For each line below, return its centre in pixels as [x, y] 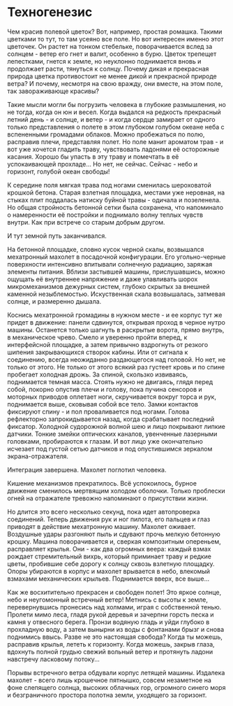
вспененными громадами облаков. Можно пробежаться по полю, [106, 134]
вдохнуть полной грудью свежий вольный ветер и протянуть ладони [110, 651]
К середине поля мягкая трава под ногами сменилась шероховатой [109, 185]
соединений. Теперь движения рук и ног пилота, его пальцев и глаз [109, 519]
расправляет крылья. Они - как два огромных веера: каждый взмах [109, 549]
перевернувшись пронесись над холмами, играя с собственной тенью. [114, 607]
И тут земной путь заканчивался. [57, 236]
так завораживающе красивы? [53, 91]
